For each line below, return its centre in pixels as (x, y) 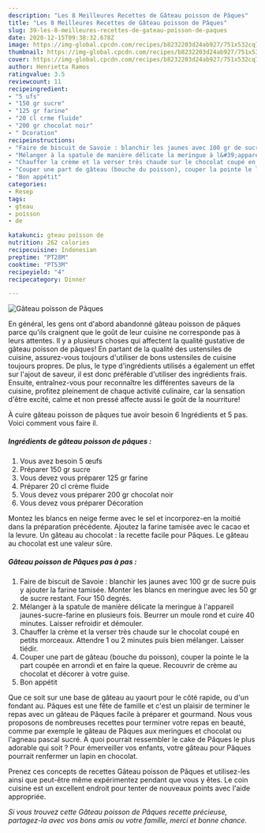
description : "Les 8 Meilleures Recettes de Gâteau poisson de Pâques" (128, 15)
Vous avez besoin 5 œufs (61, 461)
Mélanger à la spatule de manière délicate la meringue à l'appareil (127, 607)
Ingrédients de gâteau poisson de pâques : (80, 441)
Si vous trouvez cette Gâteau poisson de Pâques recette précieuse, (118, 812)
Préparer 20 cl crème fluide (64, 486)
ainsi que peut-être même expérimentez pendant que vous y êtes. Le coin (128, 780)
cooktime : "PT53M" (38, 265)
